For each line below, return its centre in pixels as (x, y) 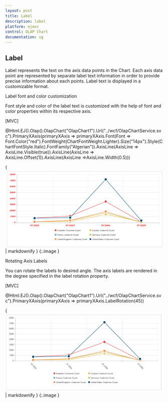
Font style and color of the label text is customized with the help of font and (83, 106)
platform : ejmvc (22, 27)
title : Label (19, 16)
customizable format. (27, 86)
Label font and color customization (41, 96)
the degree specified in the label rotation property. (57, 276)
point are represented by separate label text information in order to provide (82, 75)
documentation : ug (24, 37)
